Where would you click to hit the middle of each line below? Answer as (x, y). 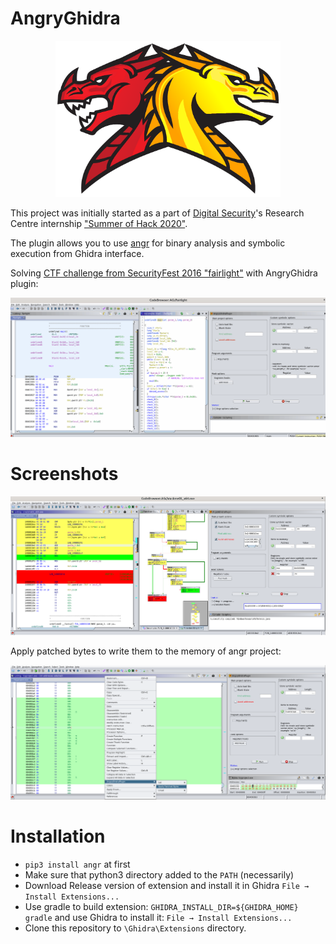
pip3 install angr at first (77, 864)
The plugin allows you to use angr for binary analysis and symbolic (148, 243)
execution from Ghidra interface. (77, 253)
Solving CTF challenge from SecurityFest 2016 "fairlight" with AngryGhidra (164, 273)
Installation (58, 836)
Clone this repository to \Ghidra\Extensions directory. (135, 928)
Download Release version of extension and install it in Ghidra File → (167, 886)
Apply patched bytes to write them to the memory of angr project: (146, 651)
